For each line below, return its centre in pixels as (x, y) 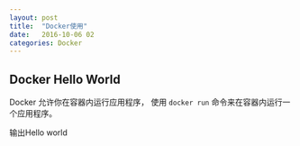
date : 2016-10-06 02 (52, 34)
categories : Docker (46, 43)
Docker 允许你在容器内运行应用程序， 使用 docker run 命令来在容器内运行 (146, 102)
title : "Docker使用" (49, 26)
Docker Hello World (65, 79)
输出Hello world (38, 132)
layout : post (34, 18)
